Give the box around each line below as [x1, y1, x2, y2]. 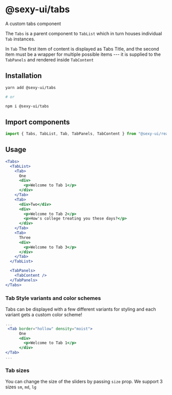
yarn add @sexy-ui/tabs [5, 85, 56, 90]
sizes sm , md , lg [5, 384, 37, 390]
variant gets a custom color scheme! [5, 311, 82, 318]
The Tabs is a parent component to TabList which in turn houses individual [5, 30, 162, 36]
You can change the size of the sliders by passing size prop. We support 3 [5, 379, 163, 385]
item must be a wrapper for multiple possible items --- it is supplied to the [5, 51, 161, 57]
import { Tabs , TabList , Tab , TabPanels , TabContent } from [5, 131, 137, 137]
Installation [5, 72, 42, 80]
